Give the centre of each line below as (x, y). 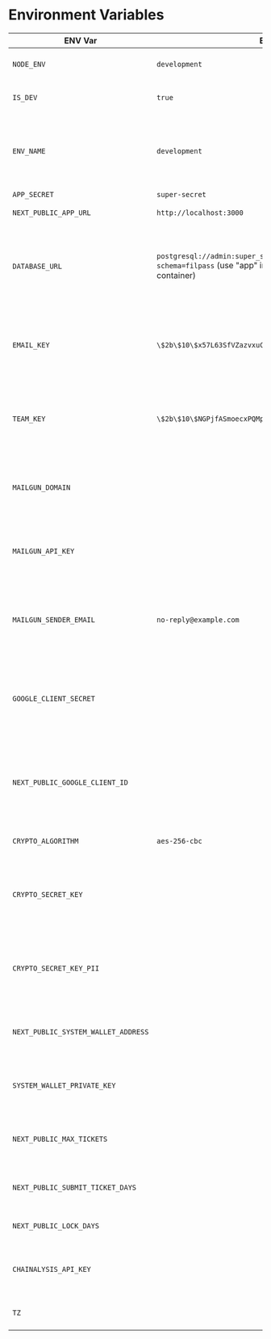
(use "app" (237, 265)
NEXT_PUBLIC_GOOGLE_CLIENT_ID (71, 782)
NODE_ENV (29, 64)
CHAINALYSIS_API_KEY (52, 1269)
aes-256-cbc (180, 841)
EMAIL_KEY (31, 345)
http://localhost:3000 (200, 213)
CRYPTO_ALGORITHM (46, 841)
